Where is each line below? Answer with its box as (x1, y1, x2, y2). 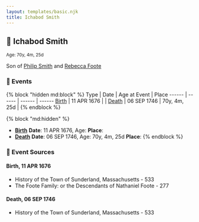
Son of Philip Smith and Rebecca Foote (6, 62, 102, 70)
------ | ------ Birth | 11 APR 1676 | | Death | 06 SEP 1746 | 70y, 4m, (20, 97, 184, 104)
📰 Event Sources (6, 148, 55, 156)
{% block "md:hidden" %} (6, 115, 70, 122)
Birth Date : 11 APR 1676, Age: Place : (14, 126, 104, 134)
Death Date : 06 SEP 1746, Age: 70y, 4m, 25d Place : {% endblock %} (14, 133, 184, 140)
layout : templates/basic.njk (6, 8, 78, 15)
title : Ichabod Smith (6, 14, 60, 20)
